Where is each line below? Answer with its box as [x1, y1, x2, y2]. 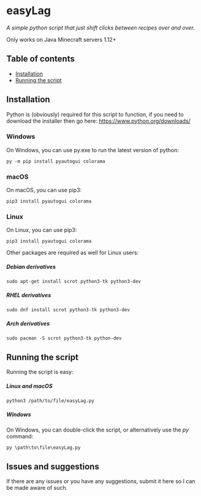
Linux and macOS [6, 382, 53, 390]
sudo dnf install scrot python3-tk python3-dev [6, 307, 131, 313]
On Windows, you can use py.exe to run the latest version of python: [6, 146, 180, 153]
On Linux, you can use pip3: [6, 227, 77, 234]
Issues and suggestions [6, 461, 99, 471]
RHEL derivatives [6, 292, 51, 299]
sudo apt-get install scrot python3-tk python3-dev [6, 279, 141, 285]
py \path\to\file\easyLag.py [6, 444, 81, 451]
